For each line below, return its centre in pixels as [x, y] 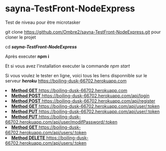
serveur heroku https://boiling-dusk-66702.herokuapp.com [66, 81]
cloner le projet [21, 37]
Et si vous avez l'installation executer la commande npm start [68, 66]
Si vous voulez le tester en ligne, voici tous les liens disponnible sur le [76, 75]
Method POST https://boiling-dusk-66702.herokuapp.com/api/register [83, 101]
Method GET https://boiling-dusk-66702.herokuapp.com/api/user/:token [86, 106]
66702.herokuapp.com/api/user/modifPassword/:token [61, 122]
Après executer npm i [27, 56]
